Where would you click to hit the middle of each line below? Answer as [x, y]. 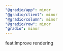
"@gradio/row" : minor [28, 24]
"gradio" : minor [22, 29]
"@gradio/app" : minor [28, 10]
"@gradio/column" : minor [31, 19]
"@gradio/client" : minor [31, 15]
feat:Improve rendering [29, 43]
